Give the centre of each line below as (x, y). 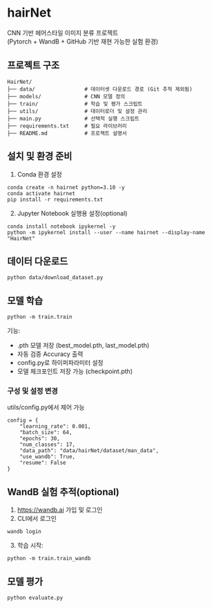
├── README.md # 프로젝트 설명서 (67, 133)
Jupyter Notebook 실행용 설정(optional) (72, 213)
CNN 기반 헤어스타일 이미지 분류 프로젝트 (63, 33)
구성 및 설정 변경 (32, 391)
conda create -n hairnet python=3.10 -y (66, 187)
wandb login (24, 532)
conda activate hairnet (41, 193)
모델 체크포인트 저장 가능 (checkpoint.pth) (75, 371)
